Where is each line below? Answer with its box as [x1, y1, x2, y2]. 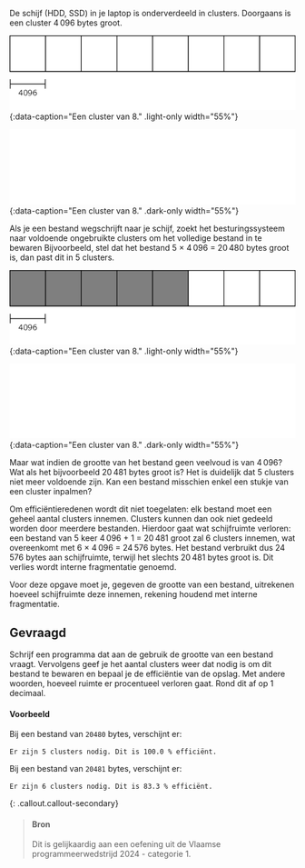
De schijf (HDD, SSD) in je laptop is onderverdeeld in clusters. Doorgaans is [9, 8, 291, 18]
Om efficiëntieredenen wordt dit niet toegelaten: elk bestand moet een [9, 504, 272, 514]
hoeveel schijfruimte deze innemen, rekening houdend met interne [9, 589, 258, 600]
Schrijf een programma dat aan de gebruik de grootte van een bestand [9, 649, 274, 660]
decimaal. [9, 688, 46, 699]
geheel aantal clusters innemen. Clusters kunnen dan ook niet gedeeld [9, 514, 273, 524]
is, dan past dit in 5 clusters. [9, 252, 115, 263]
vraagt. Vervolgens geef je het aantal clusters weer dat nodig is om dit [9, 659, 272, 670]
